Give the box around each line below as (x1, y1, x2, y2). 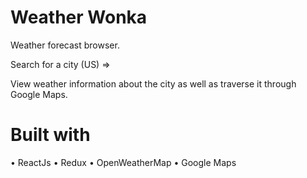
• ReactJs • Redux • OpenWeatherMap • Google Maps (10, 156, 237, 168)
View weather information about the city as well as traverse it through (10, 77, 297, 90)
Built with (10, 124, 91, 146)
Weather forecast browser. (10, 39, 120, 51)
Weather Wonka (10, 6, 148, 29)
